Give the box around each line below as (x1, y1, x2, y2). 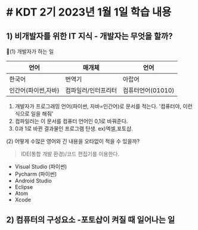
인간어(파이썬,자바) (9, 86, 60, 94)
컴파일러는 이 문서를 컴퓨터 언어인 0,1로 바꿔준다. (14, 117, 128, 125)
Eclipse (14, 184, 33, 191)
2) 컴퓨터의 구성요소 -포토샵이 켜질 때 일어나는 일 (6, 215, 175, 225)
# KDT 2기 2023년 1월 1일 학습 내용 (6, 5, 172, 19)
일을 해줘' (30, 110, 54, 117)
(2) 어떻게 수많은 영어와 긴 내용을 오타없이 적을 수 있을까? (6, 138, 140, 145)
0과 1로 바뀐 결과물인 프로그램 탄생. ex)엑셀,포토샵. (14, 125, 133, 132)
